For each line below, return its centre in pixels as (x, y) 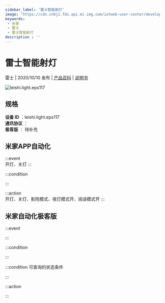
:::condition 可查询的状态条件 (34, 267)
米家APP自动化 (28, 147)
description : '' (23, 37)
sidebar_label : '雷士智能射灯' (35, 10)
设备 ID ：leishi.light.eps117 (32, 117)
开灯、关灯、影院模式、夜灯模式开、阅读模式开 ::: (55, 199)
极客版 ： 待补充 (21, 129)
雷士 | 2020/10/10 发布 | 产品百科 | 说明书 (47, 77)
